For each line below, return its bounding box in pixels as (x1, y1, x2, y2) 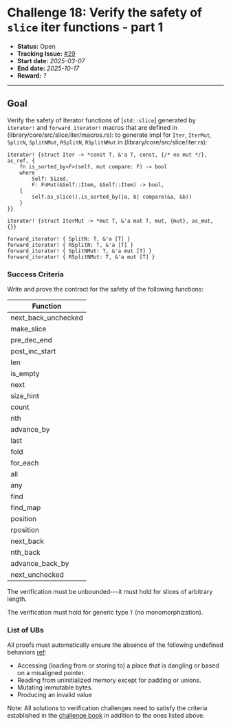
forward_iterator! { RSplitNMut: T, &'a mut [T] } (7, 253, 155, 261)
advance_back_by (10, 559, 69, 569)
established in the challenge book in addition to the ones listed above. (7, 712, 205, 720)
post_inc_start (10, 346, 56, 356)
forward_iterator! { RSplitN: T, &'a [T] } (7, 241, 134, 248)
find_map (10, 503, 41, 513)
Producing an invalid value (16, 691, 93, 699)
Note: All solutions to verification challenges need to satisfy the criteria (7, 704, 208, 712)
